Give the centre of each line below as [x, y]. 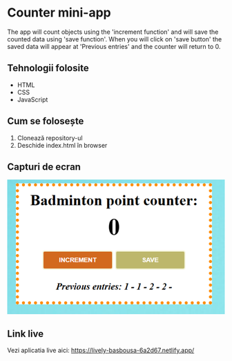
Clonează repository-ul [50, 138]
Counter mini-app [59, 13]
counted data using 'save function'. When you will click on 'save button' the [115, 39]
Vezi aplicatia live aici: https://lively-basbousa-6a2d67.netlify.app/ [101, 351]
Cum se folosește [46, 121]
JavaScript [32, 99]
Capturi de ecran [44, 167]
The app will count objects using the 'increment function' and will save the [113, 32]
